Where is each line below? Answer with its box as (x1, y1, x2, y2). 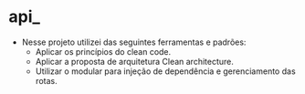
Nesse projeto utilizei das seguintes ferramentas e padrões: (21, 37, 247, 47)
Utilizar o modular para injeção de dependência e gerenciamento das (35, 66, 296, 77)
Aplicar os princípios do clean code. (35, 46, 172, 57)
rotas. (35, 75, 58, 86)
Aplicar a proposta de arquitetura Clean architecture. (35, 56, 235, 67)
